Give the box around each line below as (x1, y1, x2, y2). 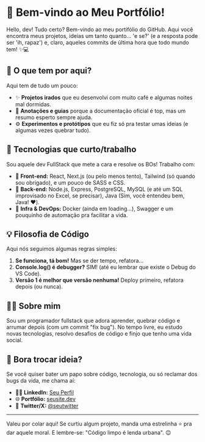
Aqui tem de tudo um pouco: (6, 82, 78, 89)
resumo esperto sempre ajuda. (15, 113, 93, 121)
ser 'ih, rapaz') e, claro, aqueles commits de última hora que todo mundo (6, 39, 189, 46)
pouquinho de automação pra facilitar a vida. (15, 211, 128, 219)
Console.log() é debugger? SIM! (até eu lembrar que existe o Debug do (15, 263, 196, 271)
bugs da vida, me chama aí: (6, 377, 76, 384)
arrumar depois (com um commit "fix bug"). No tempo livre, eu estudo (6, 323, 183, 331)
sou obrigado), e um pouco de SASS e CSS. (15, 179, 126, 186)
